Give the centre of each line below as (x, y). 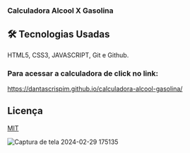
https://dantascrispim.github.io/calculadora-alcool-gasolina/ (95, 89)
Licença (25, 111)
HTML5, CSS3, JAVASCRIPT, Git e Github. (68, 55)
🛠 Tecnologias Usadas (59, 34)
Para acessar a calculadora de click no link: (83, 73)
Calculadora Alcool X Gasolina (61, 11)
